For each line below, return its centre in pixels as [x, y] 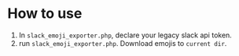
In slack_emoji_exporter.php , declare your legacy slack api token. [125, 35]
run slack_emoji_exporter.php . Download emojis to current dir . [123, 43]
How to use [45, 14]
